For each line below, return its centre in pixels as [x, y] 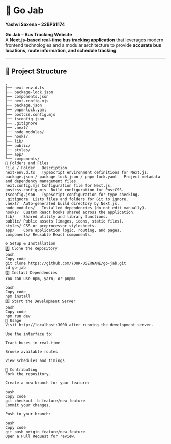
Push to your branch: [28, 414]
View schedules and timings [35, 360]
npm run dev [18, 316]
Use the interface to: [29, 334]
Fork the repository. [28, 374]
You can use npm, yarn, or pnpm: [41, 279]
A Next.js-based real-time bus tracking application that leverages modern [84, 40]
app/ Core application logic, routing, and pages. [64, 230]
